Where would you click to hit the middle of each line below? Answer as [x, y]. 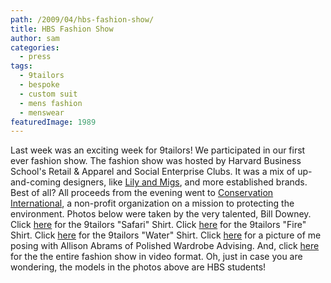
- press [35, 57]
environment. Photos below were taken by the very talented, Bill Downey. [161, 214]
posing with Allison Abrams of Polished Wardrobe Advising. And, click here [165, 246]
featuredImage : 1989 [53, 122]
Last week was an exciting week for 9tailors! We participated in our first [158, 150]
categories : [35, 47]
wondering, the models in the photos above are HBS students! [138, 267]
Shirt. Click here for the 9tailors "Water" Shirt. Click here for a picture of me [166, 235]
